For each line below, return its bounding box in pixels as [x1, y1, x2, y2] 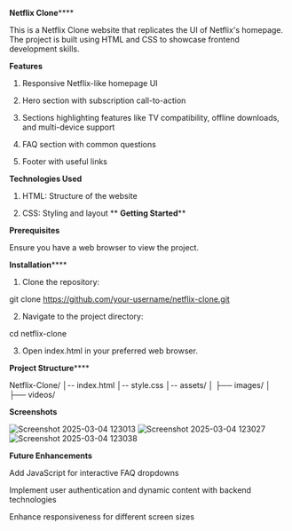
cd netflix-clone [9, 329, 67, 338]
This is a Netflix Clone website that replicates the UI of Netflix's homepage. [9, 25, 284, 35]
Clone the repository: [21, 277, 100, 287]
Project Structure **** [9, 363, 91, 373]
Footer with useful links [21, 156, 108, 167]
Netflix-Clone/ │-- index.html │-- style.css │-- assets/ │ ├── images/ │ [9, 380, 271, 390]
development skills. [9, 44, 80, 54]
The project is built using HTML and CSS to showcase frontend [9, 35, 240, 44]
